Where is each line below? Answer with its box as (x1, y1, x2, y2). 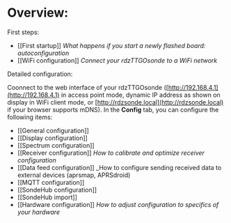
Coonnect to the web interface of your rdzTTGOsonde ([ (7, 83, 169, 91)
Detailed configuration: (7, 70, 73, 78)
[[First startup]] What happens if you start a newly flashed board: (17, 41, 206, 49)
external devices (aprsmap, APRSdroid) (17, 171, 131, 179)
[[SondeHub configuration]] (17, 185, 97, 194)
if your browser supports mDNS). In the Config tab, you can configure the (7, 105, 219, 114)
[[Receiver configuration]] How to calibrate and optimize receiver (17, 148, 205, 157)
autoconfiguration (17, 49, 70, 57)
